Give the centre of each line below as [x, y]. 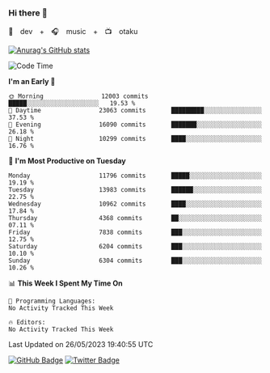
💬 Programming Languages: [52, 301]
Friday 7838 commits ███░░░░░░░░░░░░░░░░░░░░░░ [135, 233]
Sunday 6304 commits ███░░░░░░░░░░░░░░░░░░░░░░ [135, 261]
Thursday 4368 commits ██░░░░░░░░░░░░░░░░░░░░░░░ [135, 218]
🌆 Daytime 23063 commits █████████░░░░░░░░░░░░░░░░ [135, 111]
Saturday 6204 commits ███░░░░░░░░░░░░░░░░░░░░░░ [135, 247]
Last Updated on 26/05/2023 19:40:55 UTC [81, 345]
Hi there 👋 [28, 13]
